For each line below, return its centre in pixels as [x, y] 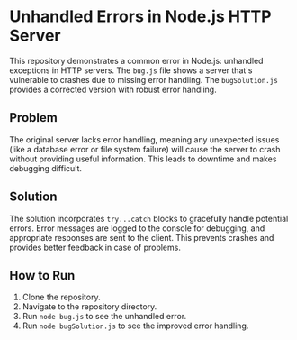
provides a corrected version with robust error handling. [113, 89]
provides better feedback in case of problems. [95, 247]
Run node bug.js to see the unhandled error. [104, 317]
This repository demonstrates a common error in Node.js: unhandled [136, 60]
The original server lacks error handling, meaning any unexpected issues [144, 139]
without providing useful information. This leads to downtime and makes [143, 159]
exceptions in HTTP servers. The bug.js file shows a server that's [131, 70]
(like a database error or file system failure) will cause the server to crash [145, 149]
